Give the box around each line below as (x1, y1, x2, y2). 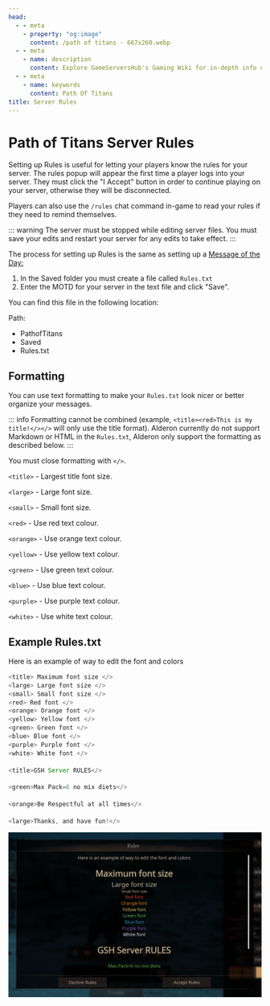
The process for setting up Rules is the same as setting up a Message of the (8, 249, 261, 259)
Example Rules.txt (8, 635, 102, 649)
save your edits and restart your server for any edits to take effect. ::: (8, 234, 236, 244)
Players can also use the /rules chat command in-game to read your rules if (8, 201, 261, 211)
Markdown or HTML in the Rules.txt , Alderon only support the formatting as (8, 432, 262, 441)
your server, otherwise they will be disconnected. (8, 186, 172, 195)
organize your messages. (8, 399, 92, 409)
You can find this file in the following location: (8, 298, 159, 307)
